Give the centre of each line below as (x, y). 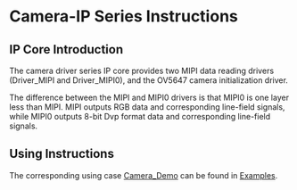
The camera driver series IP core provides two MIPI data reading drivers (142, 70)
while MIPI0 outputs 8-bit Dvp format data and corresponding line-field (140, 116)
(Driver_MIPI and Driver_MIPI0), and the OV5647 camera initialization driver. (148, 80)
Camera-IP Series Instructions (124, 17)
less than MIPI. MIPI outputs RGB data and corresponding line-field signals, (147, 107)
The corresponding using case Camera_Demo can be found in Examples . (144, 175)
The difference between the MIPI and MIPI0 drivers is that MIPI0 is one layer (149, 97)
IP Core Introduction (66, 50)
